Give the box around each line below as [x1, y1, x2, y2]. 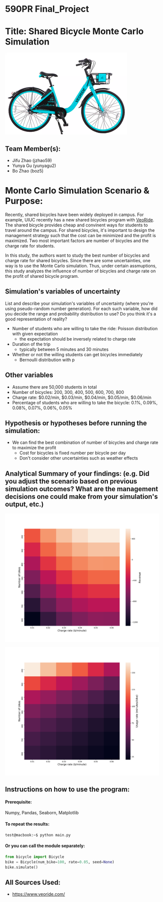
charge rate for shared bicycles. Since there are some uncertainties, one [5, 257, 151, 263]
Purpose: [5, 195, 43, 207]
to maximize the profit [12, 445, 57, 451]
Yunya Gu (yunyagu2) [12, 163, 56, 169]
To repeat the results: [5, 821, 50, 827]
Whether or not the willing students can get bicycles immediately [12, 351, 143, 357]
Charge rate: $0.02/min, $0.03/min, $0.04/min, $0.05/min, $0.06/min [12, 394, 152, 400]
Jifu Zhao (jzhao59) [12, 157, 52, 163]
